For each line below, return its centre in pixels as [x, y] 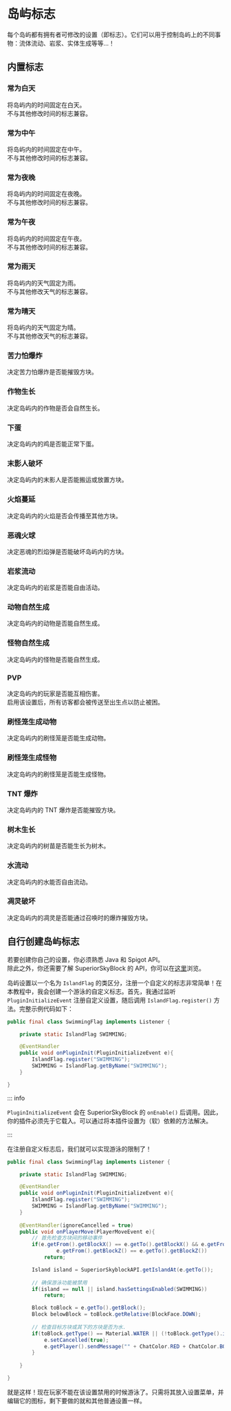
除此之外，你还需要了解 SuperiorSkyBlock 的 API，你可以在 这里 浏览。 [106, 968]
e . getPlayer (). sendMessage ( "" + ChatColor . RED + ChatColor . [132, 1346]
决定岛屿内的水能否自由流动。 [49, 882]
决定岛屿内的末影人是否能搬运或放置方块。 [67, 480]
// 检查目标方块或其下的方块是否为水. [79, 1327]
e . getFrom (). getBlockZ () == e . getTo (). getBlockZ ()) [132, 1251]
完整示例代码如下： [46, 1009]
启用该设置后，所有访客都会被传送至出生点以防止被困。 [85, 702]
